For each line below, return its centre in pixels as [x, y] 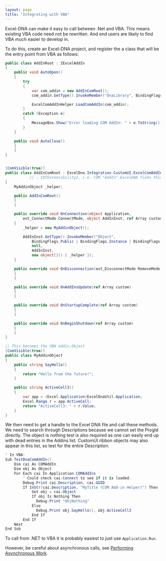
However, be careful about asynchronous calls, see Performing [69, 548]
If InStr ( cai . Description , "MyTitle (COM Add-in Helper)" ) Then [90, 487]
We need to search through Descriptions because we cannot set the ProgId [82, 430]
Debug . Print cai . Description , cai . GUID [64, 482]
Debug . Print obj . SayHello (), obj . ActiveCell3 [84, 510]
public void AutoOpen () [39, 73]
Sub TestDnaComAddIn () [28, 460]
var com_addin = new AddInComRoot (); [70, 91]
